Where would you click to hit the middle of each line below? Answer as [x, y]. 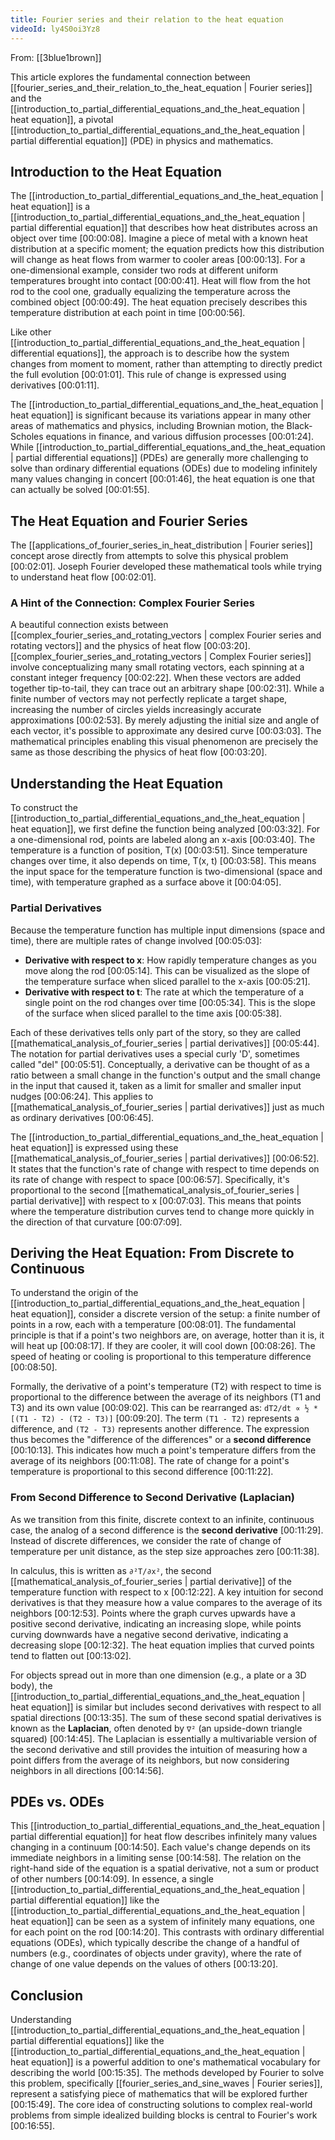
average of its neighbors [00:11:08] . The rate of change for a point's [150, 1461]
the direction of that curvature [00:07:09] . [96, 1222]
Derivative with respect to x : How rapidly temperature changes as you [170, 960]
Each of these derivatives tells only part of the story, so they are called [156, 1032]
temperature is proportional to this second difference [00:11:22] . [142, 1472]
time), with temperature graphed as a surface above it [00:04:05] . [146, 882]
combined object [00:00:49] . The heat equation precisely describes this [159, 302]
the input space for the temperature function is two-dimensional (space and [166, 872]
